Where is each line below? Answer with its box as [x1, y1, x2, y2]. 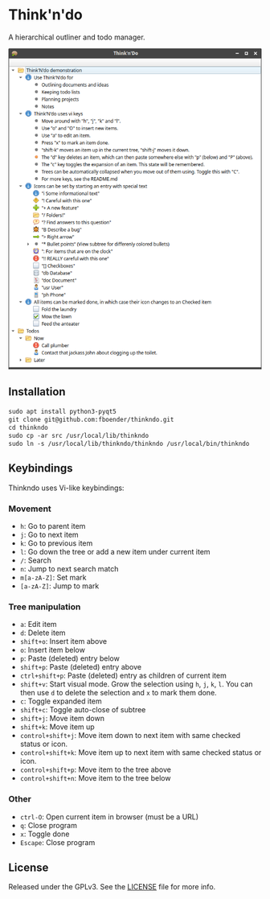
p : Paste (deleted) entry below [19, 654, 121, 663]
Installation [8, 385, 66, 399]
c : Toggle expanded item [19, 696, 102, 706]
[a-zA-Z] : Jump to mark [19, 581, 100, 591]
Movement [8, 503, 52, 514]
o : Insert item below [19, 645, 86, 655]
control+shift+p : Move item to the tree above [19, 765, 171, 774]
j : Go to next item [19, 530, 79, 539]
